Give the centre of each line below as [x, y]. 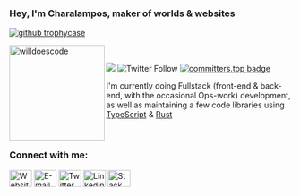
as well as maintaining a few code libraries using [195, 105]
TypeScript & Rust [139, 115]
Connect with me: [49, 155]
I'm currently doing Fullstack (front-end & [182, 86]
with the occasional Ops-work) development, [207, 96]
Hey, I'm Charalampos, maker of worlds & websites [122, 13]
